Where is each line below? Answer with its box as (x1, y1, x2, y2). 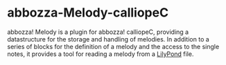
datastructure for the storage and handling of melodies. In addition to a (7, 35, 209, 43)
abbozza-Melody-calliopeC (7, 5, 168, 21)
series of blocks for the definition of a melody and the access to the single (7, 42, 220, 50)
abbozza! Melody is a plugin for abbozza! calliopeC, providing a (7, 28, 189, 36)
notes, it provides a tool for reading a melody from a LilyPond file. (7, 50, 194, 58)
